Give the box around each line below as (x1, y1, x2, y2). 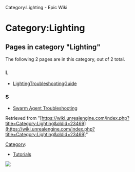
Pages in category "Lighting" (5, 42, 101, 51)
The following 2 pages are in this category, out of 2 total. (5, 56, 125, 62)
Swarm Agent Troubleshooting (12, 105, 78, 111)
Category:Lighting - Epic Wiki (5, 5, 68, 10)
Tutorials (12, 151, 32, 157)
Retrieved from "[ (5, 115, 42, 121)
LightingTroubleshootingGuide (12, 80, 77, 87)
